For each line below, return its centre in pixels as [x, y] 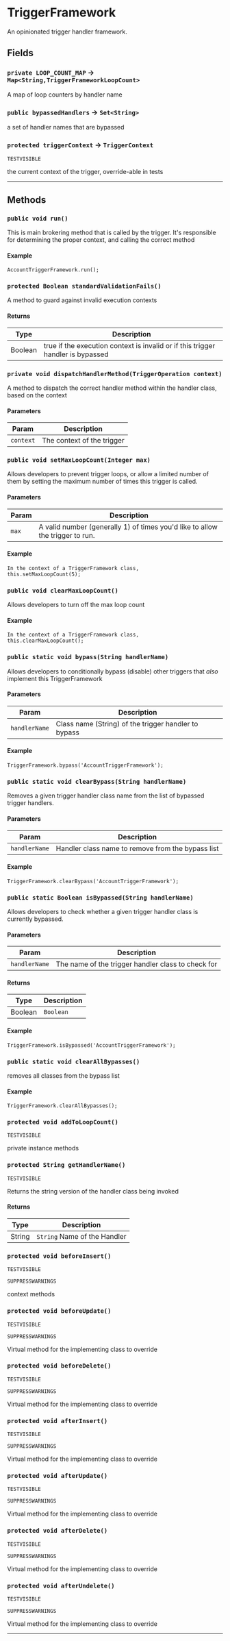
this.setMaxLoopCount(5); [44, 574]
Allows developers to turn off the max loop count [76, 605]
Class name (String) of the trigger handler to [127, 724]
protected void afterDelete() [57, 1531]
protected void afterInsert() [57, 1421]
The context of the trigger [83, 441]
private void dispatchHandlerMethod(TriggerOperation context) [115, 374]
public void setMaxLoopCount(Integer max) [79, 460]
